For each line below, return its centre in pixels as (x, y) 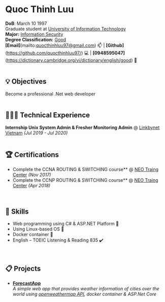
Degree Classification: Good (36, 40)
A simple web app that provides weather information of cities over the (86, 289)
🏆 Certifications (32, 155)
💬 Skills (17, 211)
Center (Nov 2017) (32, 175)
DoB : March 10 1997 (26, 23)
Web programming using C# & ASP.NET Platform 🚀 (66, 224)
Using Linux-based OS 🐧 (38, 229)
